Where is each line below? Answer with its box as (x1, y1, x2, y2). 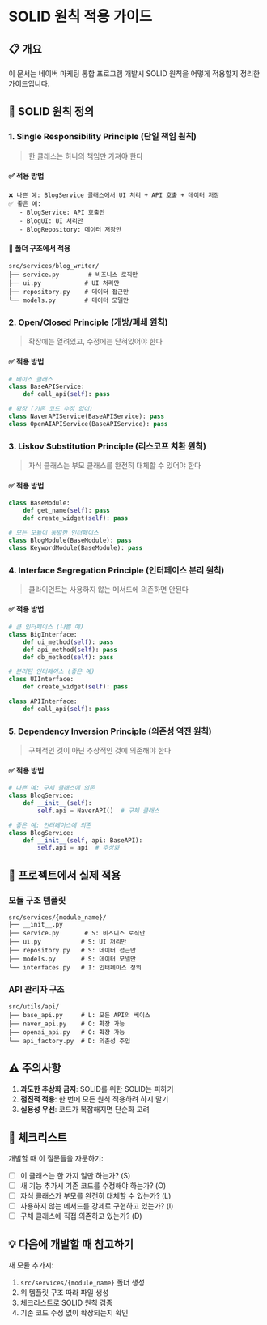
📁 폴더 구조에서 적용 (8, 244, 71, 253)
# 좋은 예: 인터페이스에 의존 (8, 821, 91, 829)
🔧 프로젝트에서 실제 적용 (8, 868, 121, 882)
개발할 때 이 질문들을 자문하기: (8, 1153, 104, 1163)
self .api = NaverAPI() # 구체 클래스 (37, 807, 160, 815)
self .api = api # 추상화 (37, 844, 120, 852)
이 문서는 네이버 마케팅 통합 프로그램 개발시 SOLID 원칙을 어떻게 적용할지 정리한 (8, 69, 261, 78)
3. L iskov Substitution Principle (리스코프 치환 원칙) (8, 441, 206, 452)
